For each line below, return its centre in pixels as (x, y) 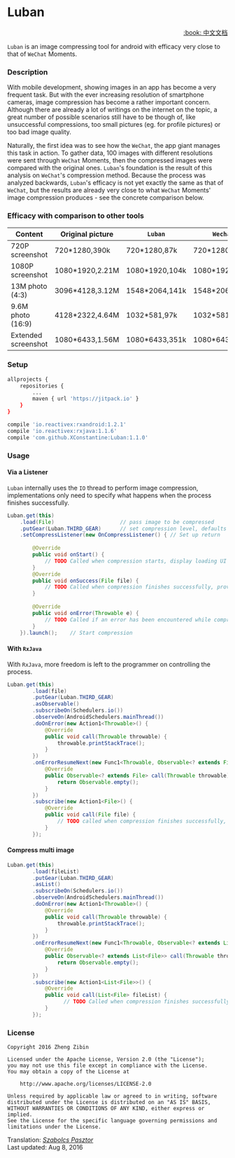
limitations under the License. (54, 1127)
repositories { (42, 386)
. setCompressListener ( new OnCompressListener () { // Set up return (120, 535)
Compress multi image (41, 850)
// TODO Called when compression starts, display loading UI (136, 561)
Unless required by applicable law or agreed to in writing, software (112, 1096)
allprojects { (28, 379)
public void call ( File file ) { (90, 815)
